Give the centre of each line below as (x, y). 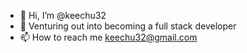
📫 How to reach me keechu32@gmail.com (108, 37)
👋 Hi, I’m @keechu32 (63, 15)
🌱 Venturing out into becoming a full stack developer (128, 26)
